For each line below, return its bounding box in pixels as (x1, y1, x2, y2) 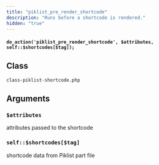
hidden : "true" (6, 20, 45, 26)
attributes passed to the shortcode (6, 124, 93, 132)
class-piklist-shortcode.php (6, 77, 80, 83)
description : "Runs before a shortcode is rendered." (6, 15, 146, 21)
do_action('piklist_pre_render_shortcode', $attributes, (6, 39, 154, 45)
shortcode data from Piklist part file (6, 152, 96, 159)
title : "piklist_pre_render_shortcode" (6, 9, 108, 15)
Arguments (6, 94, 51, 104)
